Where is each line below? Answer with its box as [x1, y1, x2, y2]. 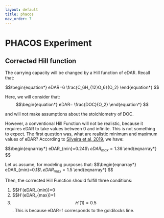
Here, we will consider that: [5, 94, 60, 100]
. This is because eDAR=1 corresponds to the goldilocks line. [12, 207, 135, 213]
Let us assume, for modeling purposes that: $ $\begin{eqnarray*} [5, 162, 137, 168]
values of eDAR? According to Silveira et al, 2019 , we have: [5, 136, 124, 142]
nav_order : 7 [5, 16, 32, 21]
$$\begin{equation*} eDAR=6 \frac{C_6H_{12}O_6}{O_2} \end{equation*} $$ [5, 84, 160, 91]
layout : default [5, 7, 38, 12]
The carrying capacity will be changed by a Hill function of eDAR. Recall [5, 70, 150, 76]
